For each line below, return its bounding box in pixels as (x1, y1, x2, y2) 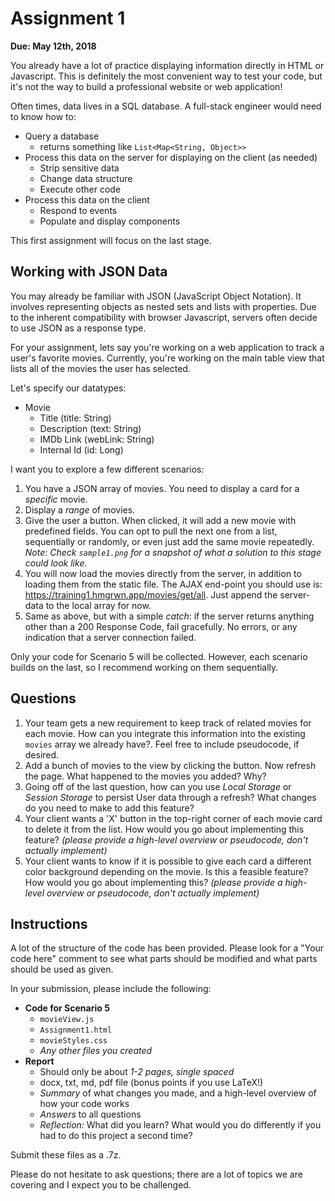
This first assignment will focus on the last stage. (10, 234, 212, 246)
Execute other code (39, 183, 122, 195)
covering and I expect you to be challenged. (10, 1179, 192, 1191)
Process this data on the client (24, 193, 150, 206)
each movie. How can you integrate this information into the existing (24, 727, 306, 739)
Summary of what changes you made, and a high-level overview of (39, 1087, 317, 1099)
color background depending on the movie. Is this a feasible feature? (24, 865, 309, 877)
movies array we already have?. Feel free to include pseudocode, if (24, 738, 300, 750)
